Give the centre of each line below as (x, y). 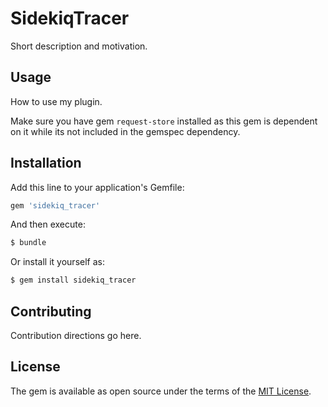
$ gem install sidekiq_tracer (73, 280)
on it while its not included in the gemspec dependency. (125, 131)
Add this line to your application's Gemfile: (97, 187)
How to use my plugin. (56, 101)
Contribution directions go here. (76, 335)
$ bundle (28, 243)
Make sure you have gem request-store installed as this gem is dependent (164, 121)
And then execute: (48, 224)
